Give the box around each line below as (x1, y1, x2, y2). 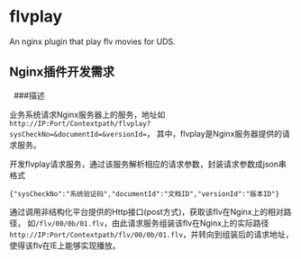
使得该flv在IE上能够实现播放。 (9, 240, 121, 251)
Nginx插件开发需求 (9, 65, 115, 80)
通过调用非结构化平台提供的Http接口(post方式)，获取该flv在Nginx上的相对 (9, 206, 284, 217)
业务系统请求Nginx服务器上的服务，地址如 (9, 109, 166, 120)
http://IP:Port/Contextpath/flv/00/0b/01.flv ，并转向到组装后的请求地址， (9, 228, 294, 239)
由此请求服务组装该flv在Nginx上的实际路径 (111, 218, 269, 228)
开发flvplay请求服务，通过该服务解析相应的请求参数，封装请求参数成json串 (9, 158, 287, 169)
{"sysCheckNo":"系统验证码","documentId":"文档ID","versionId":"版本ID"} (9, 189, 280, 199)
